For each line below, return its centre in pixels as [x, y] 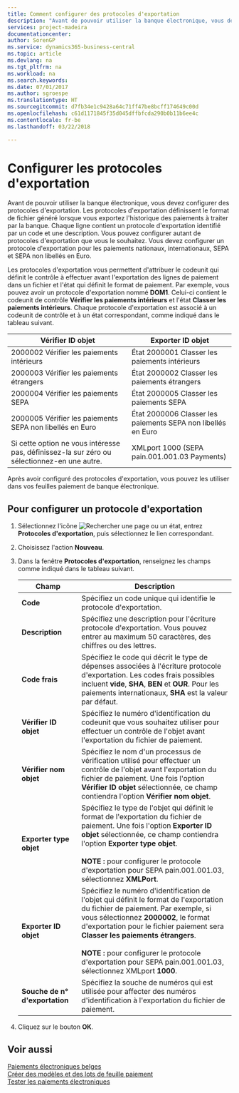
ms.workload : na [31, 73]
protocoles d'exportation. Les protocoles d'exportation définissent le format [118, 210]
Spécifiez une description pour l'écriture [149, 619]
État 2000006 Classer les [175, 414]
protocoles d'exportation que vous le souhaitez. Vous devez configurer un [116, 241]
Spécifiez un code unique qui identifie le [148, 598]
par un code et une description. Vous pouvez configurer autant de [104, 233]
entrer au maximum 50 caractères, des [146, 637]
